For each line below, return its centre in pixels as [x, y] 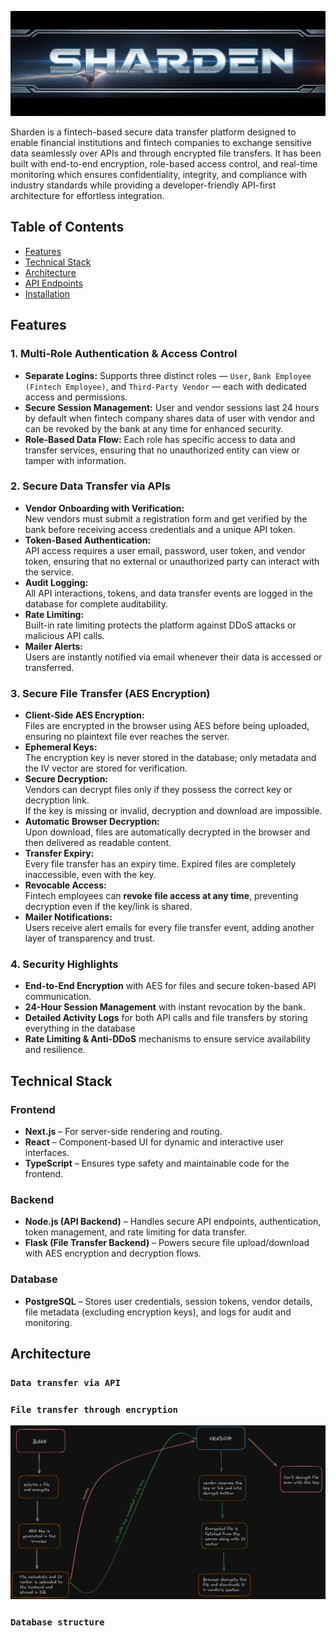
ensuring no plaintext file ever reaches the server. [127, 737]
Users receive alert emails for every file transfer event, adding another [169, 928]
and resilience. [55, 1050]
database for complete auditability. [96, 603]
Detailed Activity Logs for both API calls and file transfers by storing [166, 1018]
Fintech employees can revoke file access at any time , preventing [161, 896]
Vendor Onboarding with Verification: [104, 508]
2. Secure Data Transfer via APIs [90, 486]
